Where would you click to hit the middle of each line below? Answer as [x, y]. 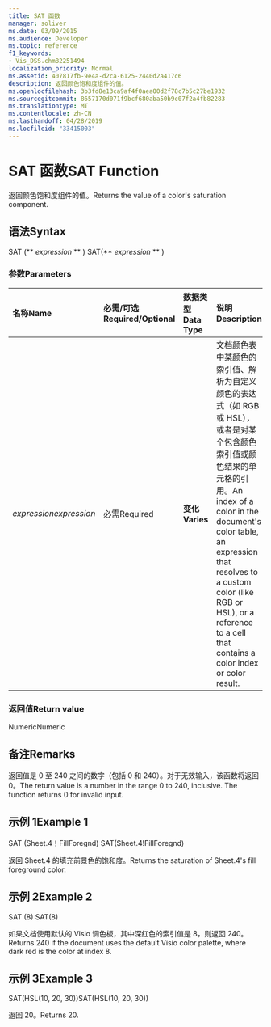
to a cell [231, 632]
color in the [238, 511]
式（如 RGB [238, 405]
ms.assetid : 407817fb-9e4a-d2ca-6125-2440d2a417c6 [95, 76]
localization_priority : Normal [61, 69]
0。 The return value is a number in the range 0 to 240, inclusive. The [123, 785]
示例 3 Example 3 [50, 978]
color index [238, 662]
